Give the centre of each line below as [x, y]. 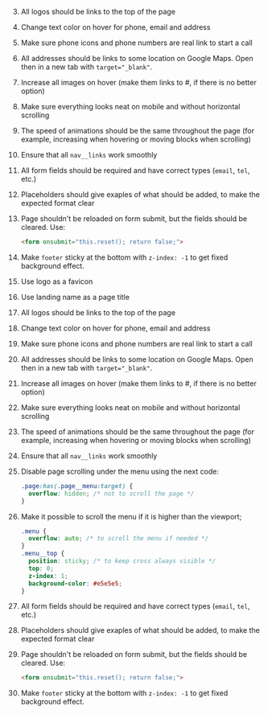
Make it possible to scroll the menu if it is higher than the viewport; [131, 516]
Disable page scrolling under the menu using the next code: [120, 471]
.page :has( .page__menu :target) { [77, 486]
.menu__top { [43, 554]
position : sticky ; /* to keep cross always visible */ [122, 561]
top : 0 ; [41, 568]
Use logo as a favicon [57, 281]
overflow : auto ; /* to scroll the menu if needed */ [119, 539]
